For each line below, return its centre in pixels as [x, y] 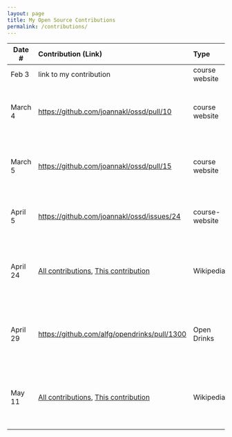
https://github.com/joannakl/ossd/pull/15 [105, 166]
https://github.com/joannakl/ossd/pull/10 [105, 112]
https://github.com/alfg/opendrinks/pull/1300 [112, 335]
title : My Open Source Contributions [61, 20]
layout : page [26, 14]
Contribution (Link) [70, 54]
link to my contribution [74, 75]
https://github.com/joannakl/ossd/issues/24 [109, 217]
